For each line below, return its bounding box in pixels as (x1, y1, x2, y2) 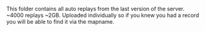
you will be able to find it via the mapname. (6, 18, 114, 25)
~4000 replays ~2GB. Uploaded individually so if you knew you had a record (6, 12, 199, 19)
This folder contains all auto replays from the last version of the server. (6, 5, 185, 12)
